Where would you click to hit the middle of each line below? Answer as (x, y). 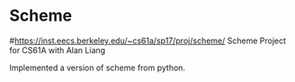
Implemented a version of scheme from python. (98, 68)
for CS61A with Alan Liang (58, 50)
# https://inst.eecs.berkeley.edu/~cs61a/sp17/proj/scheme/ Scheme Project (147, 41)
